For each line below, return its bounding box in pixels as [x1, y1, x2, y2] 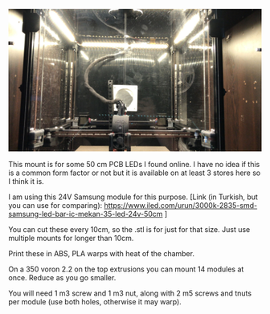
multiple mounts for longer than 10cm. [8, 233, 134, 243]
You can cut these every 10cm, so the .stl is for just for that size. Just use [8, 224, 251, 234]
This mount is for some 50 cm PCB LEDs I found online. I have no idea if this [8, 159, 260, 169]
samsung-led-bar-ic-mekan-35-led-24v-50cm [8, 209, 163, 218]
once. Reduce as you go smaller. [8, 272, 117, 282]
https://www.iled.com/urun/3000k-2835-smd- [104, 200, 258, 210]
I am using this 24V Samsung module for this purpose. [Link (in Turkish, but [8, 192, 259, 202]
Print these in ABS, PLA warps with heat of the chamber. [8, 248, 195, 258]
